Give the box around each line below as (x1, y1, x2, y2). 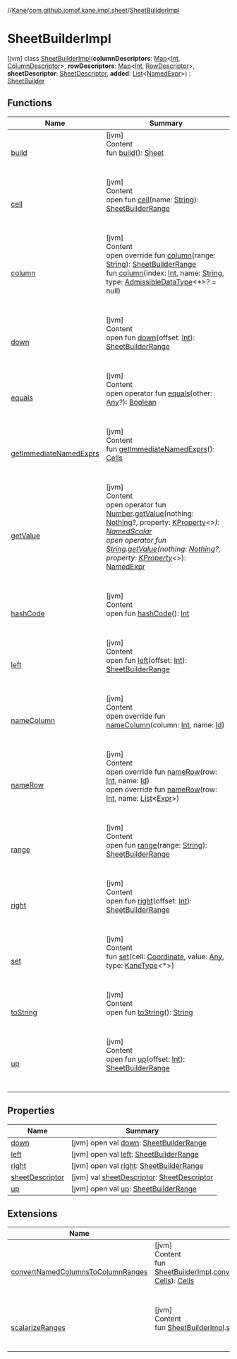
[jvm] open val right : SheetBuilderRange (71, 1160, 204, 1170)
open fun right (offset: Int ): (105, 896, 192, 906)
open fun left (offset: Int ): (105, 655, 188, 665)
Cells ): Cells (154, 1276, 195, 1286)
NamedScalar (105, 526, 152, 536)
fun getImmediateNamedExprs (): (105, 444, 215, 453)
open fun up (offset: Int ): (105, 1054, 186, 1064)
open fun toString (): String (105, 1007, 193, 1017)
